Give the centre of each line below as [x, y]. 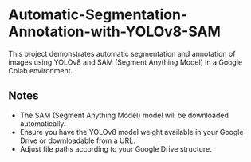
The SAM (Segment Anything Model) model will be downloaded [124, 115]
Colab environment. [41, 70]
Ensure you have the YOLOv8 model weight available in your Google [131, 132]
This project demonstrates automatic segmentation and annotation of [122, 53]
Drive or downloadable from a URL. [77, 140]
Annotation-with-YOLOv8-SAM [115, 32]
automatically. [43, 123]
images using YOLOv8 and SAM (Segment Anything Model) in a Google [125, 62]
